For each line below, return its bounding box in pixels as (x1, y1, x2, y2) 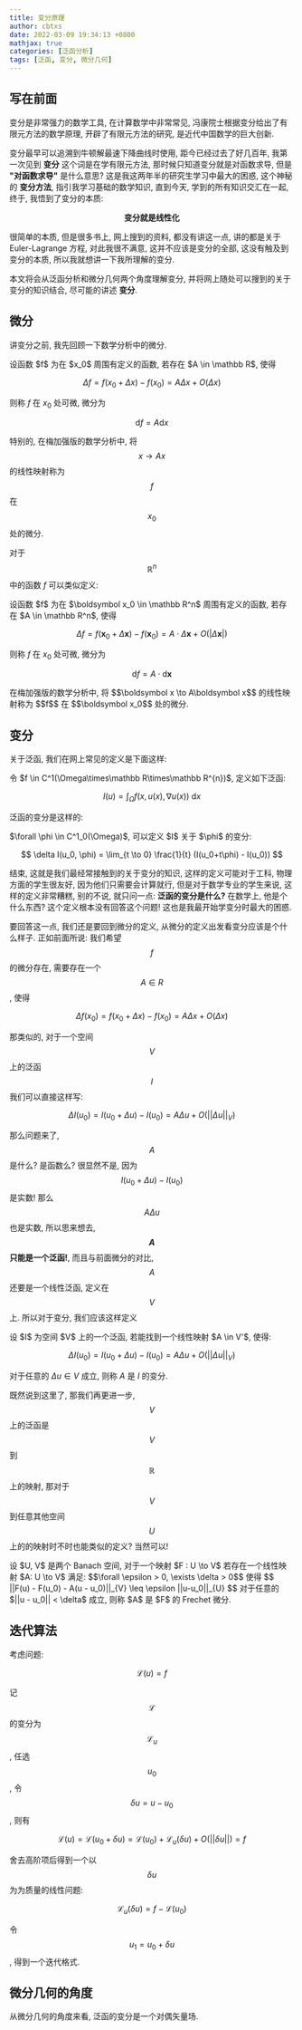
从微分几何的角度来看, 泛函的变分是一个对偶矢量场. (9, 2011, 199, 2022)
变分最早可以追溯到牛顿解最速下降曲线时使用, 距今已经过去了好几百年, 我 (9, 147, 280, 159)
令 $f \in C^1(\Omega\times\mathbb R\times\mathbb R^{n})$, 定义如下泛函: (9, 773, 287, 784)
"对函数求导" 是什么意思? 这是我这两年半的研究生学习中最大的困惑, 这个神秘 (9, 169, 293, 181)
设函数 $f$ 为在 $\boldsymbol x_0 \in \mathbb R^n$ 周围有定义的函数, (9, 599, 269, 610)
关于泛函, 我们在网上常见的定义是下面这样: (9, 754, 167, 765)
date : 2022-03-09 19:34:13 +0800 (9, 30, 136, 39)
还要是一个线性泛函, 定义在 (9, 1283, 109, 1294)
